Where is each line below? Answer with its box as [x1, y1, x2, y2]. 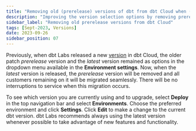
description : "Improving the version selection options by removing [6, 14, 176, 20]
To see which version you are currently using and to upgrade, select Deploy [6, 94, 188, 101]
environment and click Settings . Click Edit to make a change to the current [6, 106, 185, 113]
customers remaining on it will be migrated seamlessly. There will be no [6, 76, 178, 83]
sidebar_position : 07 [6, 36, 59, 41]
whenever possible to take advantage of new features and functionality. [6, 119, 178, 125]
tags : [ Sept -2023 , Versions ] [6, 24, 77, 31]
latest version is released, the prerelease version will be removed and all [6, 70, 180, 77]
